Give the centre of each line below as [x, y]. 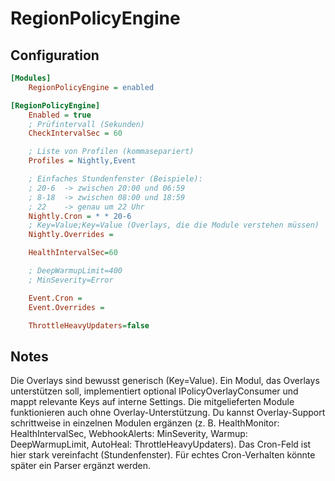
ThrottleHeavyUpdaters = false [89, 325]
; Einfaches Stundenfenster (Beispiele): [115, 179]
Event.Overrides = [66, 307]
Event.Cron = [55, 298]
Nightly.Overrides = [71, 235]
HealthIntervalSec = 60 [73, 253]
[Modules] [31, 78]
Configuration [55, 55]
